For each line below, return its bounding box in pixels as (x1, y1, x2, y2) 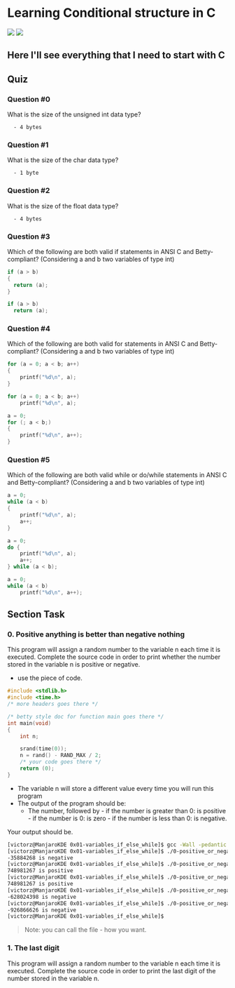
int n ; (20, 733, 39, 740)
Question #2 (7, 186, 50, 196)
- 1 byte (13, 170, 39, 177)
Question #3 (7, 232, 50, 241)
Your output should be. (7, 827, 73, 836)
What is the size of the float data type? (7, 201, 119, 210)
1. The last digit (7, 943, 60, 953)
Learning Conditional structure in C (7, 5, 216, 21)
